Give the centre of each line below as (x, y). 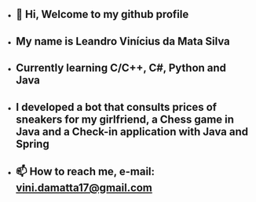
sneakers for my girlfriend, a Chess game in (124, 119)
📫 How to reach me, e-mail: (85, 171)
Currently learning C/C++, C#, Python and (121, 68)
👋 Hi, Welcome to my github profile (102, 15)
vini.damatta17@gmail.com (84, 187)
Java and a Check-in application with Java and (132, 132)
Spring (32, 143)
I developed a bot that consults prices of (116, 107)
